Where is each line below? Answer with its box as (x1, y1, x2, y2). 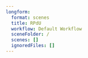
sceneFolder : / (11, 31, 50, 37)
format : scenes (11, 14, 50, 21)
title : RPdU (11, 20, 42, 26)
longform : (5, 8, 31, 15)
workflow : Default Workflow (11, 25, 83, 32)
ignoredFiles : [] (11, 43, 55, 49)
